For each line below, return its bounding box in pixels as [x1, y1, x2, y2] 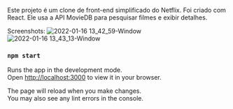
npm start [7, 52, 41, 59]
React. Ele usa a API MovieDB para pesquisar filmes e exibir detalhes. [7, 13, 208, 22]
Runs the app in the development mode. [7, 66, 122, 74]
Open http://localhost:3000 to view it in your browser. [7, 73, 162, 82]
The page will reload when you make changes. [7, 87, 142, 95]
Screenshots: [7, 27, 45, 35]
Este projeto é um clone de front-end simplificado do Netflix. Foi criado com [7, 6, 226, 14]
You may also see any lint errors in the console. [7, 94, 143, 103]
